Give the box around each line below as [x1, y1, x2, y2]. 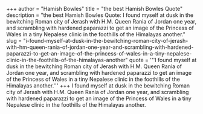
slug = [6, 37, 22, 44]
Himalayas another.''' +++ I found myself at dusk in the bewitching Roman [6, 82, 190, 89]
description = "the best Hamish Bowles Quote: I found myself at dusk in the [6, 11, 194, 19]
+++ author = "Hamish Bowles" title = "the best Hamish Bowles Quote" [6, 5, 183, 12]
